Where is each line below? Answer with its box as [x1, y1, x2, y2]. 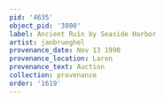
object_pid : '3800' [9, 21, 82, 30]
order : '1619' [9, 79, 62, 88]
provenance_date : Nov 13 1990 [9, 46, 122, 55]
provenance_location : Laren [9, 54, 114, 63]
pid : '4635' [9, 12, 53, 22]
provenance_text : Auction [9, 63, 105, 72]
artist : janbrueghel [9, 37, 86, 47]
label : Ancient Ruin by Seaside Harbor [9, 29, 157, 38]
